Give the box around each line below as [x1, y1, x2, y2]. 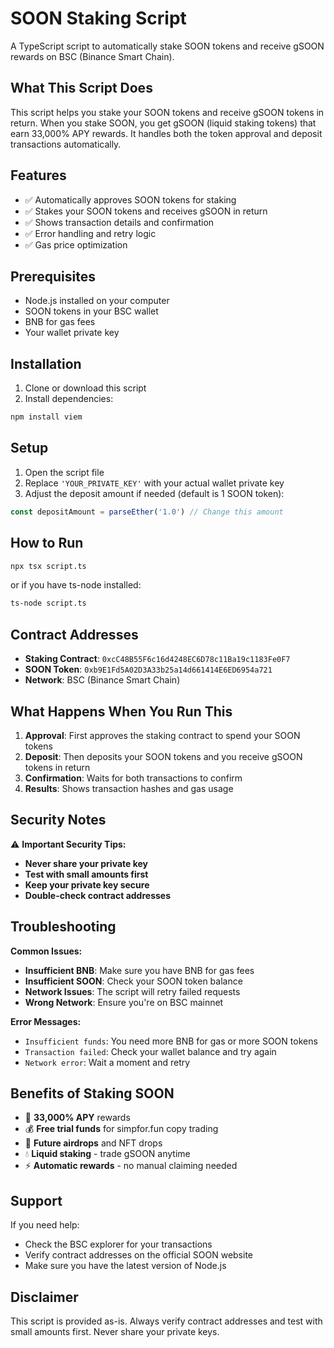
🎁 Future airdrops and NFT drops [24, 1137, 163, 1149]
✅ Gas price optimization [24, 238, 128, 251]
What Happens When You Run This [10, 703, 233, 720]
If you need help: [10, 1219, 80, 1231]
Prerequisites [10, 268, 96, 285]
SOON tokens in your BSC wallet [24, 305, 159, 317]
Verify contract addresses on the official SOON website [24, 1249, 254, 1261]
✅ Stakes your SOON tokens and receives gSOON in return [24, 205, 268, 217]
